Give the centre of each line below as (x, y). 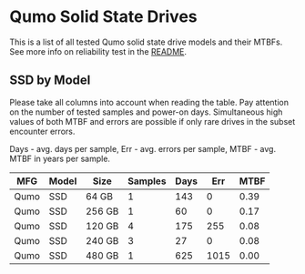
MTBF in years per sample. (60, 158)
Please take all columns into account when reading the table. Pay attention (149, 102)
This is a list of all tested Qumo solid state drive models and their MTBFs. (146, 42)
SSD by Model (50, 81)
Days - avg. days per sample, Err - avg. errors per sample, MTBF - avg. (142, 148)
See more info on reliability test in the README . (98, 51)
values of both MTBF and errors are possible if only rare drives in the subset (152, 121)
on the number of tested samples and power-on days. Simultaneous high (146, 112)
